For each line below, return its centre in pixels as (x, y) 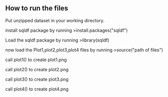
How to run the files (37, 8)
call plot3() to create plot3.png (37, 79)
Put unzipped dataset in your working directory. (55, 20)
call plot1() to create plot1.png (36, 60)
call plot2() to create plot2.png (37, 69)
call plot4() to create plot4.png (37, 89)
